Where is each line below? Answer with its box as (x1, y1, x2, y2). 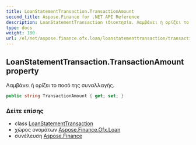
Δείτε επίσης (6, 107, 44, 115)
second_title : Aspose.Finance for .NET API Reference (6, 14, 140, 20)
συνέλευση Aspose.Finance (14, 132, 83, 139)
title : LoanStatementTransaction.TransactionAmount (6, 8, 134, 15)
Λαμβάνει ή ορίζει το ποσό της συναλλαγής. (6, 82, 115, 89)
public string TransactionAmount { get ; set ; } (6, 93, 124, 99)
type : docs (6, 24, 33, 31)
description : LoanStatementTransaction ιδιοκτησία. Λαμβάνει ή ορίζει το (6, 19, 190, 25)
